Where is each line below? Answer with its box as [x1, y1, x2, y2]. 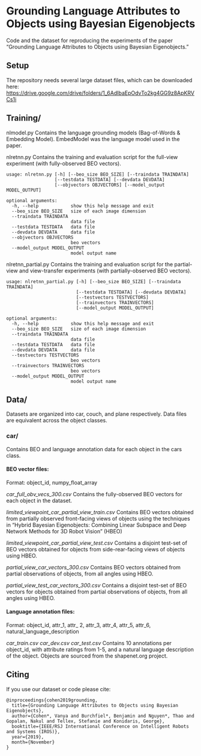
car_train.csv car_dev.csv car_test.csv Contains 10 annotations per [6, 640, 172, 647]
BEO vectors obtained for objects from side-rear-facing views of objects [6, 545, 185, 553]
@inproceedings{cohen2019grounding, [6, 697, 98, 703]
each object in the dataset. [6, 497, 73, 504]
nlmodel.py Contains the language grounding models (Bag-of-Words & [6, 129, 181, 136]
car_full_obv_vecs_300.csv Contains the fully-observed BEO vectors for [6, 490, 183, 497]
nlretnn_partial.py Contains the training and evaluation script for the [6, 260, 173, 268]
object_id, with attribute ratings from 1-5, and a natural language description [6, 646, 194, 653]
